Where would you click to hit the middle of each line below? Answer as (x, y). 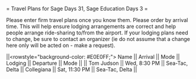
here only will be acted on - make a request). (61, 45)
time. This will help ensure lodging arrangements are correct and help (91, 26)
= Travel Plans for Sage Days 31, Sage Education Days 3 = (77, 9)
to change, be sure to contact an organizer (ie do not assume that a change (98, 39)
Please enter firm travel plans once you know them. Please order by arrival (97, 20)
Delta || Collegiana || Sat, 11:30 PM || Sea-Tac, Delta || (72, 69)
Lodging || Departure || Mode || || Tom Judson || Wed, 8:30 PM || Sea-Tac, (97, 63)
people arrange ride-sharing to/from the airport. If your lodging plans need (97, 33)
